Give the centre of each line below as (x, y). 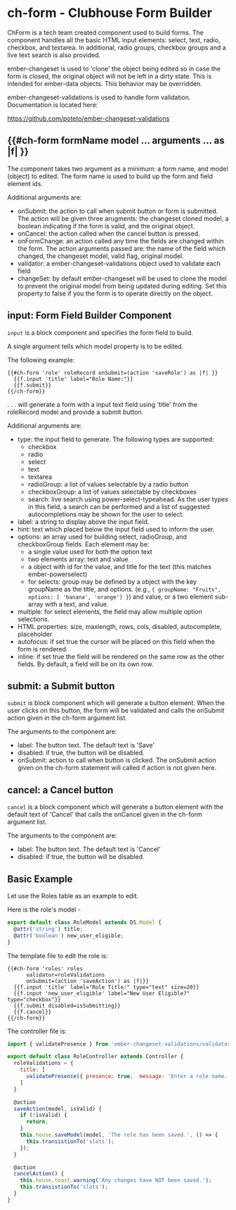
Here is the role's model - (44, 910)
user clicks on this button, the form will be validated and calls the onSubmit (116, 711)
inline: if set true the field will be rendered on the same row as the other (121, 656)
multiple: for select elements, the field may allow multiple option (110, 611)
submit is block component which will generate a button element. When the (116, 703)
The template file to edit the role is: (58, 955)
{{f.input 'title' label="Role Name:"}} (73, 379)
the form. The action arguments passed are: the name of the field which (122, 248)
